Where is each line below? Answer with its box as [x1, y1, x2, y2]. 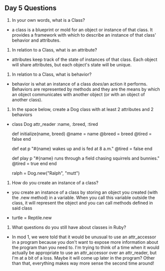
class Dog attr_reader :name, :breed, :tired [11, 121, 98, 127]
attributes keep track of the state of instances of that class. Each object [11, 56, 158, 62]
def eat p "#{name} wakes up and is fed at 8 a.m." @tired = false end [11, 146, 153, 152]
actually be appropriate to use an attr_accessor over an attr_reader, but [11, 250, 157, 256]
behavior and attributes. [11, 37, 61, 43]
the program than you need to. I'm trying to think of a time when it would [11, 244, 160, 250]
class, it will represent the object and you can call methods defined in [11, 200, 153, 206]
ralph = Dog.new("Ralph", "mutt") [11, 170, 80, 176]
